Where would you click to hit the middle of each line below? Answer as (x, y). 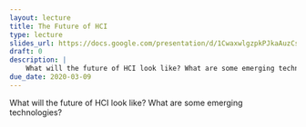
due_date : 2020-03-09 (51, 77)
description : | (38, 60)
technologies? (36, 112)
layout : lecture (40, 18)
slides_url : (32, 43)
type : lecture (36, 34)
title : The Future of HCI (58, 26)
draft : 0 (26, 52)
